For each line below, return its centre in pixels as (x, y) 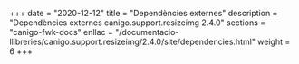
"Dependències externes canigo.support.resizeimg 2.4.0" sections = (138, 23)
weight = (274, 41)
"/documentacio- (147, 32)
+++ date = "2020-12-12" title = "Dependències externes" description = (144, 13)
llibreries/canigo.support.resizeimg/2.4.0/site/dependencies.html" (133, 41)
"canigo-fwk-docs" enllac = (61, 32)
